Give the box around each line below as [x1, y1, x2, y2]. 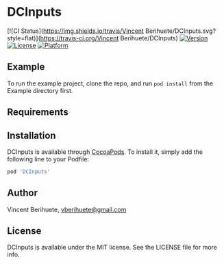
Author [7, 187, 38, 199]
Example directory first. [7, 86, 73, 94]
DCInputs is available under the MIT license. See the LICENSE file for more [7, 243, 217, 252]
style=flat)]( [7, 34, 41, 42]
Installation [7, 129, 56, 141]
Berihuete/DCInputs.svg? [145, 27, 216, 35]
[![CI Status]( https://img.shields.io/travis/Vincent [7, 27, 144, 35]
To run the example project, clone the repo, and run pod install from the [7, 79, 214, 88]
